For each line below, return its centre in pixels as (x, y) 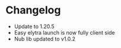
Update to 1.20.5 (34, 26)
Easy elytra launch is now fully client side (64, 32)
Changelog (33, 10)
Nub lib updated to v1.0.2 (44, 39)
